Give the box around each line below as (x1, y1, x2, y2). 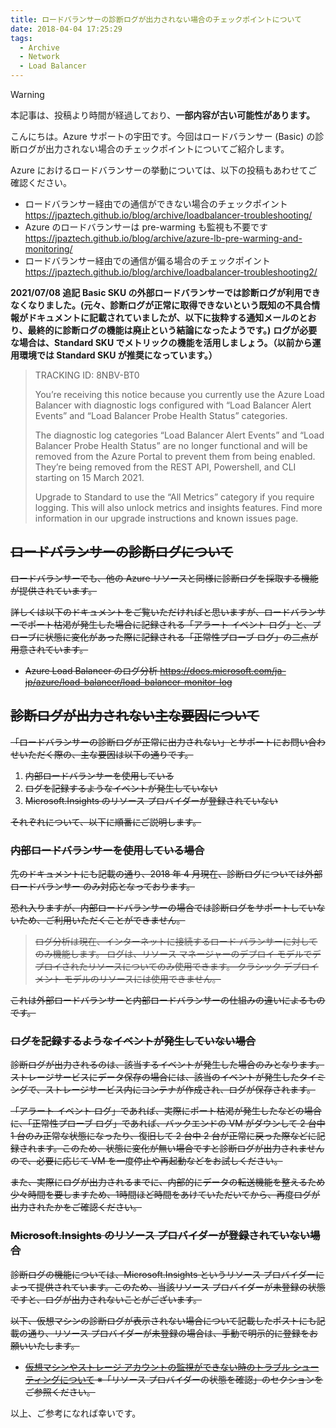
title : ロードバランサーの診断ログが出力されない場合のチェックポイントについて (10, 14, 302, 25)
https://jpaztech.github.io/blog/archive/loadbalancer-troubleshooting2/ (24, 266, 318, 278)
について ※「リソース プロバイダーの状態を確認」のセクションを (59, 1373, 324, 1385)
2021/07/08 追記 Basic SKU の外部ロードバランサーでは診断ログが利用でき (10, 287, 321, 298)
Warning (10, 89, 45, 100)
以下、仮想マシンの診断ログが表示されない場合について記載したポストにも (10, 1314, 317, 1326)
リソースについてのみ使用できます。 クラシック (87, 960, 282, 972)
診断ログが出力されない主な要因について (10, 707, 260, 725)
